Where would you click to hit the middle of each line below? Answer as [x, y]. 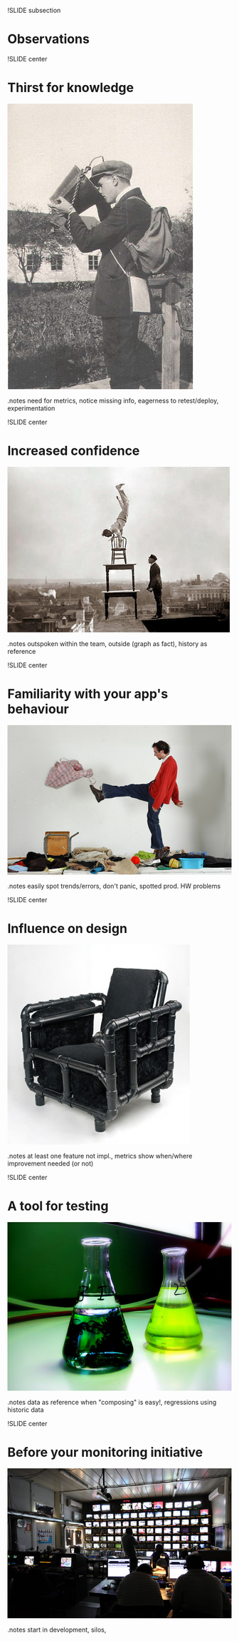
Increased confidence [74, 451]
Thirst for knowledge [70, 88]
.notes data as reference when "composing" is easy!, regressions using [112, 1403]
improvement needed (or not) [51, 1163]
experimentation [31, 408]
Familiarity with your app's [88, 694]
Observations [49, 39]
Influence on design [68, 929]
